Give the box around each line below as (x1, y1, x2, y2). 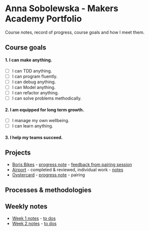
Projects (5, 149, 31, 157)
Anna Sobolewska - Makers (5, 3, 118, 14)
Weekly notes (5, 202, 48, 211)
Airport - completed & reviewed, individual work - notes (12, 166, 124, 173)
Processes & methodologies (5, 186, 92, 195)
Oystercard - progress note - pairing (12, 172, 85, 178)
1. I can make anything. (5, 57, 52, 63)
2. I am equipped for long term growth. (5, 107, 84, 112)
